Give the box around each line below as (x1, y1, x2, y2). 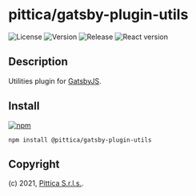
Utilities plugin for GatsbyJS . (8, 76, 102, 85)
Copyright (8, 157, 60, 171)
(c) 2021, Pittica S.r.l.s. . (8, 178, 84, 188)
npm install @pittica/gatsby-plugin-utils (8, 135, 152, 144)
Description (8, 55, 68, 69)
